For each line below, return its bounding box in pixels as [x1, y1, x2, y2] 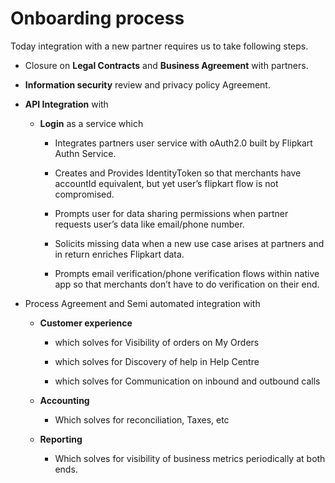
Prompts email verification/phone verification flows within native [54, 267, 320, 279]
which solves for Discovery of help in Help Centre [54, 355, 260, 367]
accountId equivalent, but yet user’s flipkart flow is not [54, 177, 279, 189]
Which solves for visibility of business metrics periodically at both [54, 452, 326, 464]
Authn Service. [54, 147, 117, 159]
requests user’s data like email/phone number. [54, 218, 245, 230]
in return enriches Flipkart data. [54, 248, 185, 260]
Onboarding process [10, 7, 185, 30]
